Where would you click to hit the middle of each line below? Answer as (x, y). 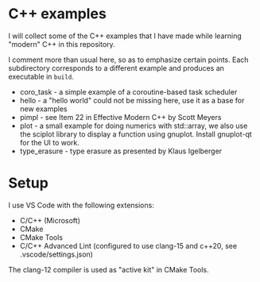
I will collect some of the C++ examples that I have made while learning (125, 36)
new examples (43, 109)
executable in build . (41, 76)
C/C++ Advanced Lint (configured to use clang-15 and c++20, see (128, 245)
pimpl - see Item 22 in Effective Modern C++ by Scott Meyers (120, 117)
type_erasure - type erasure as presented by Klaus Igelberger (121, 151)
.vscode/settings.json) (56, 254)
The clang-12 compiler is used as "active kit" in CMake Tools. (109, 269)
